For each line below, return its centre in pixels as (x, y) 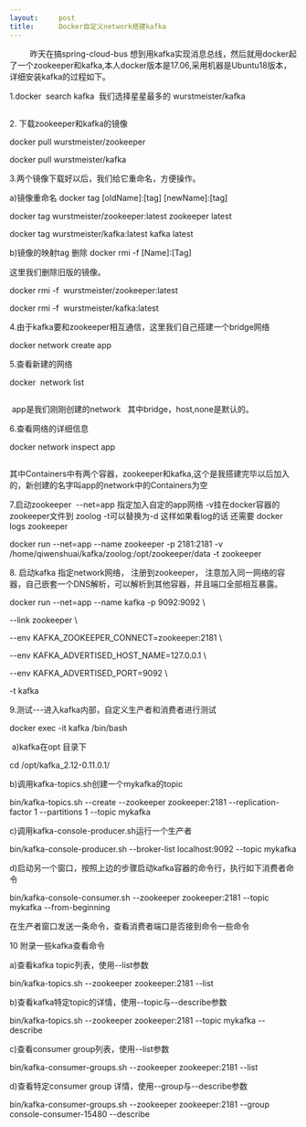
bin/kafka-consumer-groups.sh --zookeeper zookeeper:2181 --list (134, 1067)
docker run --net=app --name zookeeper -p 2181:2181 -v (116, 544)
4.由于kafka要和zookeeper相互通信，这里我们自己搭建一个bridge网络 (140, 326)
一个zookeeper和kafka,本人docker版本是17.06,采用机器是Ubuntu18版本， (154, 65)
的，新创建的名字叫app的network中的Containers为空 (109, 484)
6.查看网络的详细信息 (49, 428)
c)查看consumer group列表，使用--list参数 (90, 1048)
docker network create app (61, 345)
